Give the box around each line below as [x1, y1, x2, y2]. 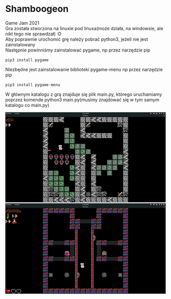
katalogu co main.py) [5, 102, 50, 108]
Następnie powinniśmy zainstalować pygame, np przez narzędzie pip [5, 47, 151, 53]
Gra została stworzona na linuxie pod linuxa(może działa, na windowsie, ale [5, 25, 164, 31]
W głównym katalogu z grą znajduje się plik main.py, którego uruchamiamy [5, 91, 162, 97]
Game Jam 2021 [5, 20, 40, 26]
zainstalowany [5, 41, 36, 47]
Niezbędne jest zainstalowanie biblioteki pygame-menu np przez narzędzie [5, 66, 163, 72]
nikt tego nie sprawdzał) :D [5, 31, 62, 37]
